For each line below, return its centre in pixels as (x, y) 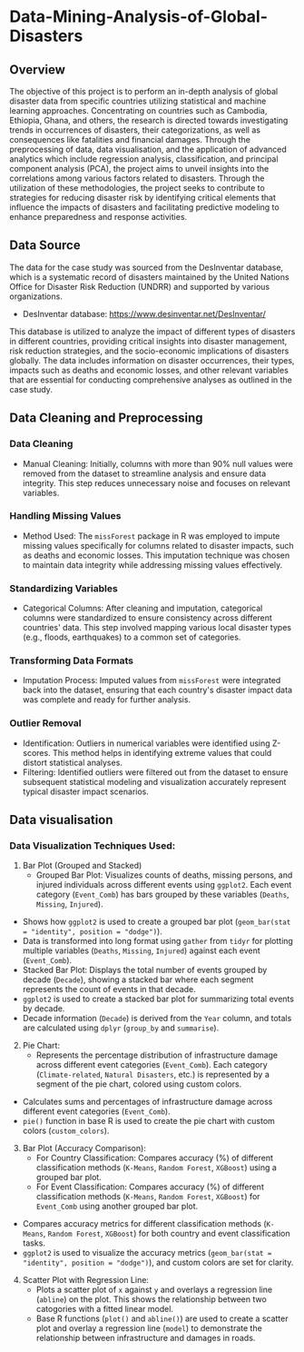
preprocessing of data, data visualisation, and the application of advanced (148, 149)
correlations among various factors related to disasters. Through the (137, 178)
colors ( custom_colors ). (66, 1131)
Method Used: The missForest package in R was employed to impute (151, 536)
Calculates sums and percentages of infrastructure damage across (147, 1102)
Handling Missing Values (65, 516)
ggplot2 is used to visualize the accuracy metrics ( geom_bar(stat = (147, 1253)
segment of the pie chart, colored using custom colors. (139, 1084)
